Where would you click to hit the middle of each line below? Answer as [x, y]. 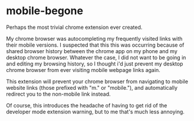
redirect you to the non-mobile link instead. [58, 94]
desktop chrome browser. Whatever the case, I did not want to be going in [96, 57]
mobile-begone [45, 11]
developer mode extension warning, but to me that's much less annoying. [95, 112]
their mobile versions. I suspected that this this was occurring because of [95, 45]
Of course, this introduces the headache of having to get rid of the [87, 105]
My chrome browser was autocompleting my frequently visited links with [94, 38]
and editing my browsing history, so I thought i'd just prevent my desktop [95, 64]
